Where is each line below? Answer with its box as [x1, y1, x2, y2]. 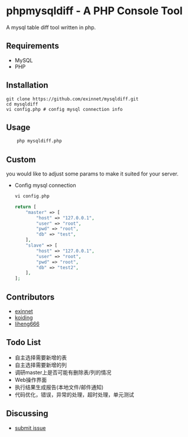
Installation [6, 80, 48, 90]
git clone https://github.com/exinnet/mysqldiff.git [6, 96, 139, 102]
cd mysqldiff [6, 101, 38, 107]
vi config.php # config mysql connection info [6, 106, 123, 112]
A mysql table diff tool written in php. [6, 24, 96, 31]
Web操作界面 [14, 376, 47, 383]
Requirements [6, 41, 59, 51]
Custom [6, 154, 36, 164]
